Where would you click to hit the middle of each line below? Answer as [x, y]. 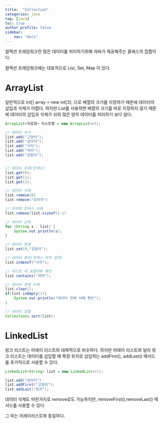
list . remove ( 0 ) [20, 195]
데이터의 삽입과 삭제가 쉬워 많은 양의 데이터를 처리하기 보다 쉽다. [71, 114]
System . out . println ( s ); [38, 231]
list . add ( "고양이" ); [24, 137]
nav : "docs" [26, 37]
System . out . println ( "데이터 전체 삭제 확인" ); [57, 298]
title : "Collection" [27, 10]
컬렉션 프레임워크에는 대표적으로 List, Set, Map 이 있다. [58, 68]
